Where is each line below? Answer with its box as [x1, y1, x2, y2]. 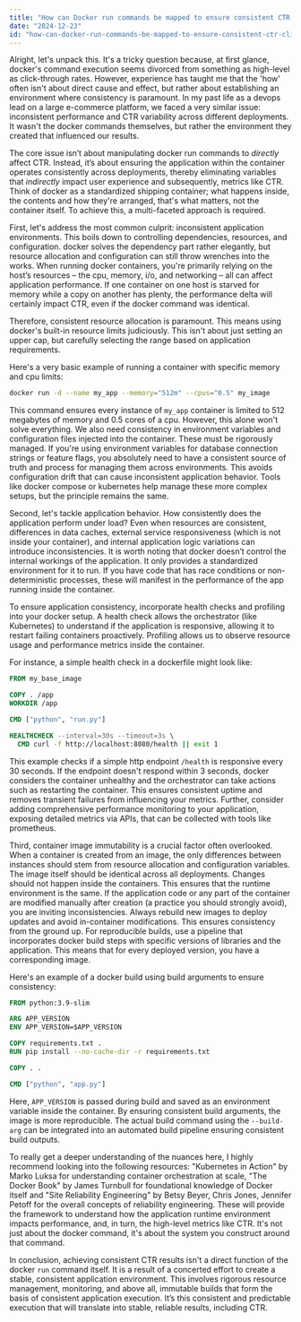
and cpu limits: [9, 371, 64, 382]
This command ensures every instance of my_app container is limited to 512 [9, 405, 285, 416]
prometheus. [9, 822, 56, 834]
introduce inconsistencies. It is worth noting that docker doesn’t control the [9, 546, 287, 557]
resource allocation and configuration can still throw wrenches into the [9, 251, 271, 262]
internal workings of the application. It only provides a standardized [9, 556, 258, 566]
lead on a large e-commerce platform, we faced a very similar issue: [9, 102, 262, 113]
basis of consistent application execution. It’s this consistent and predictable [9, 1292, 291, 1303]
